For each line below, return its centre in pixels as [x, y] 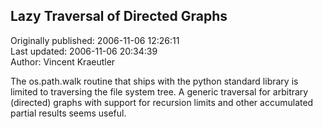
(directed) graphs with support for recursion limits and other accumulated [162, 102]
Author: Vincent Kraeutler [63, 61]
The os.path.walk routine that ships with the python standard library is [154, 81]
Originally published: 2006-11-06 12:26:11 [95, 40]
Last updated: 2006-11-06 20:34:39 [84, 51]
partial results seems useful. [68, 113]
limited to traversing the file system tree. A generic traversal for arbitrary [159, 91]
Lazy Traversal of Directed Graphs [119, 16]
